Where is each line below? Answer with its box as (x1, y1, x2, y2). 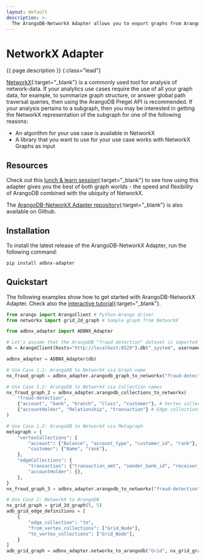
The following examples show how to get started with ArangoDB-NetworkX (6, 293, 195, 300)
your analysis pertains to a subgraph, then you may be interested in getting (6, 105, 195, 112)
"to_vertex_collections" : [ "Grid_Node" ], (28, 531, 135, 537)
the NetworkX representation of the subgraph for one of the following (6, 111, 181, 119)
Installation (6, 226, 50, 236)
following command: (6, 248, 58, 256)
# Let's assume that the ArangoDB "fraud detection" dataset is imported (6, 339, 198, 345)
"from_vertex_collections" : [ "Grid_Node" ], (28, 525, 140, 531)
